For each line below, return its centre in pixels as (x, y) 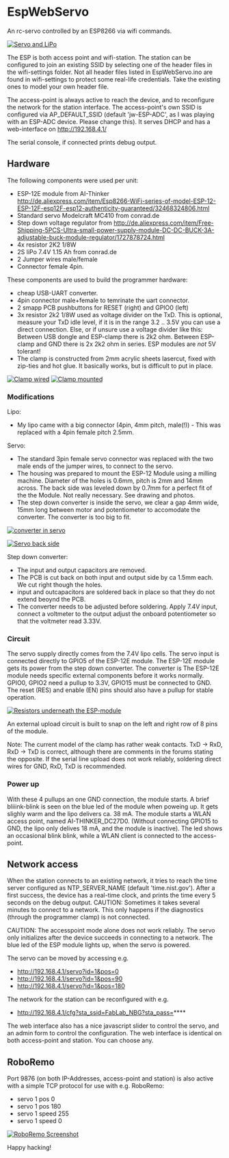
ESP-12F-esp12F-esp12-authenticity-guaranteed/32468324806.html (113, 208)
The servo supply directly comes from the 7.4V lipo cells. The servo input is (113, 654)
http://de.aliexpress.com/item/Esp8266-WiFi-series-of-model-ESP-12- (117, 201)
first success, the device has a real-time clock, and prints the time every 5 (111, 896)
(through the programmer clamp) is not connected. (79, 917)
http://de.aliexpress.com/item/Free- (164, 223)
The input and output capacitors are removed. (82, 570)
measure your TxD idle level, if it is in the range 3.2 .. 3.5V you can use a (119, 322)
